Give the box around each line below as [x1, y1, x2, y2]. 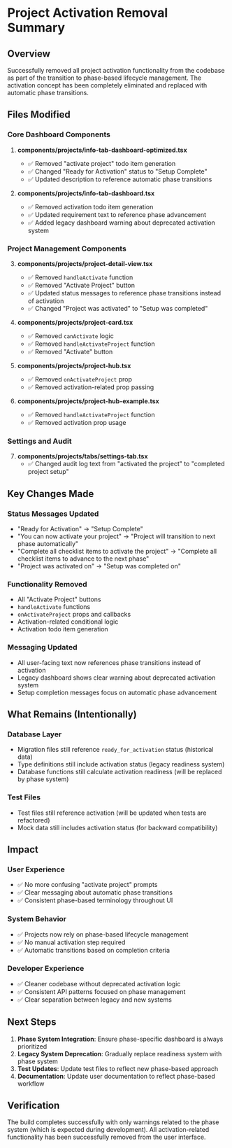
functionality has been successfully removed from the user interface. [7, 1133, 206, 1142]
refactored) [17, 815, 50, 824]
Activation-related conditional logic [17, 617, 119, 626]
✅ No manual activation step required [17, 938, 126, 946]
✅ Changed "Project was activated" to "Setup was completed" [27, 304, 208, 312]
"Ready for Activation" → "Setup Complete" [17, 524, 143, 533]
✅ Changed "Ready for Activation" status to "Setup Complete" [27, 167, 208, 176]
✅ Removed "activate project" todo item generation [27, 159, 176, 167]
